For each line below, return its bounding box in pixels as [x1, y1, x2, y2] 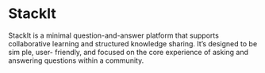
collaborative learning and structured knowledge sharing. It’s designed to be [8, 38, 258, 48]
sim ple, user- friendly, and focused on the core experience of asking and [8, 47, 248, 57]
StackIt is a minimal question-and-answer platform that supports [8, 31, 220, 40]
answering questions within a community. [8, 56, 144, 65]
